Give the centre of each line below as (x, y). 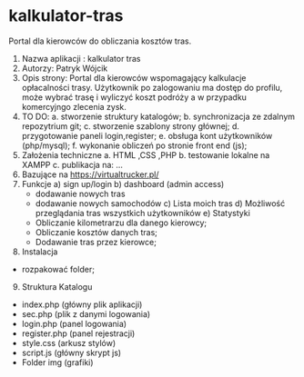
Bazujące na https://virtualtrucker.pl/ (90, 174)
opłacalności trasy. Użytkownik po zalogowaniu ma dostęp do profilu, (152, 87)
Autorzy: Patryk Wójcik (65, 68)
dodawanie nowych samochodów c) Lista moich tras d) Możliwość (160, 203)
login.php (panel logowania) (74, 323)
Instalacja (40, 252)
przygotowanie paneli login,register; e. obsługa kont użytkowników (147, 135)
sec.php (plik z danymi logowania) (86, 313)
